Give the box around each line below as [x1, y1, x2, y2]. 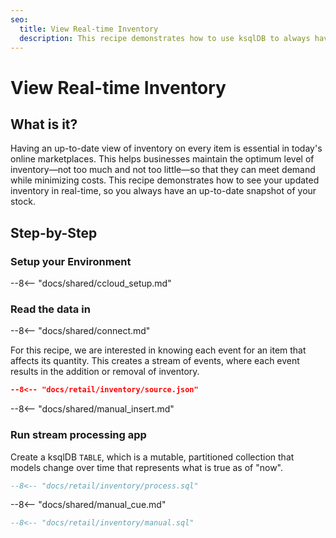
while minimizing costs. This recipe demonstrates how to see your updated [10, 174, 320, 186]
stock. [10, 196, 36, 208]
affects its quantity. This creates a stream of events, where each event [10, 355, 300, 367]
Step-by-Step [10, 224, 98, 241]
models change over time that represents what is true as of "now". [10, 461, 283, 473]
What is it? [10, 116, 78, 133]
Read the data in [10, 302, 91, 316]
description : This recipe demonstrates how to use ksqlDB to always [19, 33, 311, 43]
